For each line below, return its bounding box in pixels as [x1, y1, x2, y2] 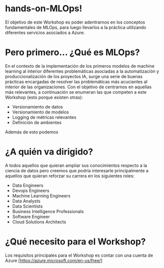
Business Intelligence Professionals [12, 208, 84, 214]
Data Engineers [12, 182, 44, 188]
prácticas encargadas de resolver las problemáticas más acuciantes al [5, 79, 148, 84]
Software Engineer [12, 214, 50, 219]
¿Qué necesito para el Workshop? [5, 236, 146, 247]
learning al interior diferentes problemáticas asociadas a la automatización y [5, 68, 160, 74]
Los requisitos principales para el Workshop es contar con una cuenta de [5, 252, 153, 258]
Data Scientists [12, 203, 43, 209]
